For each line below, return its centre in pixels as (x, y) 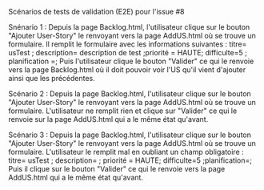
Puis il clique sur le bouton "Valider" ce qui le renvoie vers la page (117, 169)
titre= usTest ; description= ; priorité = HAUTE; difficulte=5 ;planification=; (130, 160)
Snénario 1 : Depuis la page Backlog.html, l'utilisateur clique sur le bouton (129, 27)
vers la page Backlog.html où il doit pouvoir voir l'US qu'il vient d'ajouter (127, 70)
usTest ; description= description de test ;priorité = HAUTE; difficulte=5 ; (128, 53)
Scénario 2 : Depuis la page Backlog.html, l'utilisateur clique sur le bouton (130, 94)
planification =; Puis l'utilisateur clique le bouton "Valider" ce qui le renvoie (131, 61)
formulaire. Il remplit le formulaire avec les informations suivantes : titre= (128, 44)
